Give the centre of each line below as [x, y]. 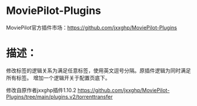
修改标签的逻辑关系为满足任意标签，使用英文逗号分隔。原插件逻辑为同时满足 [98, 70]
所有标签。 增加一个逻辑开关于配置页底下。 [58, 77]
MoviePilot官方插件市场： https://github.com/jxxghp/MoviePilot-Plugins [91, 27]
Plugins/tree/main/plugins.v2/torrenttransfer [60, 97]
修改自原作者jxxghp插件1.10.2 [41, 90]
